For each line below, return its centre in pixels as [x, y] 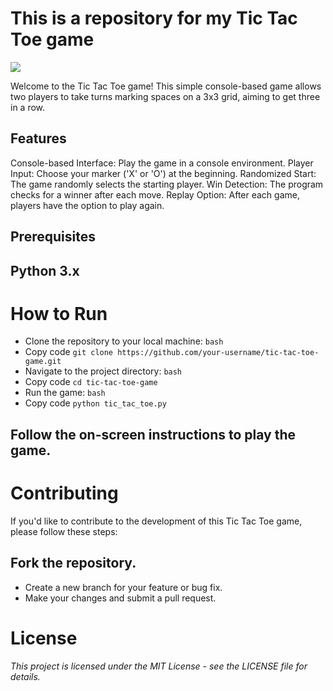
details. [25, 676]
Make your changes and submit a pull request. [120, 598]
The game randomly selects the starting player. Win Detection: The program [167, 184]
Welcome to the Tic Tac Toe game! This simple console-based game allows [166, 86]
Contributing [64, 493]
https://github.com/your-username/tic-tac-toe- [218, 353]
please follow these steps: [64, 531]
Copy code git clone [69, 352]
